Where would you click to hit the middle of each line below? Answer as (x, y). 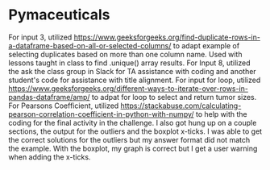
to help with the (222, 114)
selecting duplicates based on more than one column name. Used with (125, 54)
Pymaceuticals (59, 15)
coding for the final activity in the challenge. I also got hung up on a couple (133, 122)
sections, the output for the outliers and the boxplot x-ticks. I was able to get (135, 131)
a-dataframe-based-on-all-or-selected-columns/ (90, 45)
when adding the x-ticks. (50, 157)
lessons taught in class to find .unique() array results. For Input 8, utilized (129, 63)
